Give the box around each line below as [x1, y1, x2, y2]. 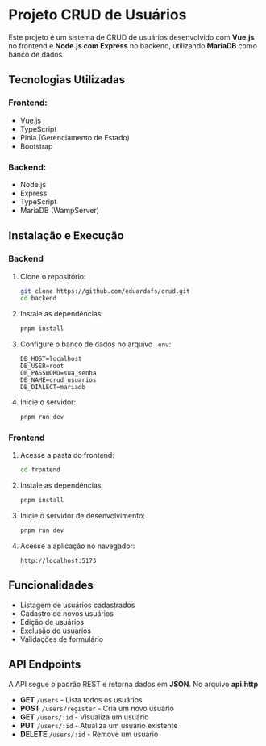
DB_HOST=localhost [19, 355, 82, 363]
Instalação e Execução [8, 228, 124, 243]
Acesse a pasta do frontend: [19, 451, 114, 460]
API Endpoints [8, 658, 81, 672]
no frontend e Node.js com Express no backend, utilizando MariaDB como [8, 40, 258, 50]
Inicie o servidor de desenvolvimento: [19, 511, 145, 521]
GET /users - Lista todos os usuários [19, 694, 143, 704]
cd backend [19, 295, 57, 303]
